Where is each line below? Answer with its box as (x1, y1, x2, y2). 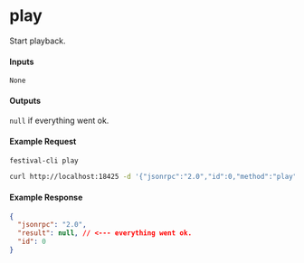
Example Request (9, 136, 77, 146)
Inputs (9, 56, 34, 67)
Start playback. (9, 35, 66, 46)
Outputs (9, 95, 42, 106)
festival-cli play (9, 155, 79, 165)
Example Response (9, 192, 83, 202)
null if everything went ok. (9, 115, 109, 127)
